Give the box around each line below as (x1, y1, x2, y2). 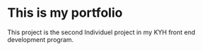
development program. (7, 35, 74, 43)
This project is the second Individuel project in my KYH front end (7, 28, 196, 36)
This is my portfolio (7, 5, 123, 21)
